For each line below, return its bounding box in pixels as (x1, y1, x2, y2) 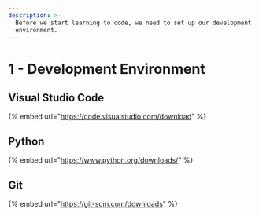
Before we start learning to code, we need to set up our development (15, 19, 252, 27)
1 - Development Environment (8, 60, 206, 78)
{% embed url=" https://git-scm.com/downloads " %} (8, 200, 179, 208)
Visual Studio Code (8, 91, 105, 104)
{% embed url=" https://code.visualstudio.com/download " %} (8, 112, 207, 122)
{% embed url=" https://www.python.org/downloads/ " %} (8, 156, 194, 165)
